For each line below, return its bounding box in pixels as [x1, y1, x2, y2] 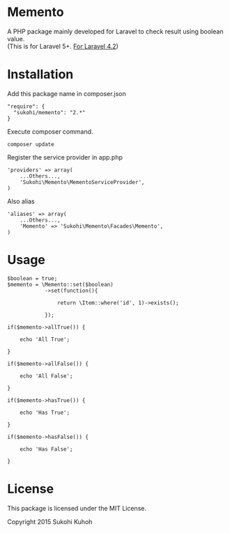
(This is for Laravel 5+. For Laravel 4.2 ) [7, 42, 118, 50]
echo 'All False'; [20, 372, 73, 380]
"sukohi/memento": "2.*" [13, 109, 86, 116]
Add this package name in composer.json [7, 89, 127, 98]
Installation [7, 67, 74, 82]
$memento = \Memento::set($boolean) [7, 281, 114, 288]
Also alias [7, 196, 35, 206]
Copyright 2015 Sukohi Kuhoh [7, 517, 93, 526]
